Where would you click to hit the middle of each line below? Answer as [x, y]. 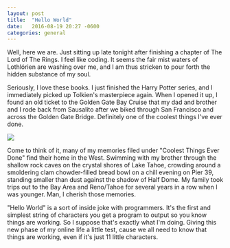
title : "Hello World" [39, 20]
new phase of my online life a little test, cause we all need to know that [107, 230]
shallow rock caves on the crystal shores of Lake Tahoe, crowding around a [114, 165]
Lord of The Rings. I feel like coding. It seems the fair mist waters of [103, 60]
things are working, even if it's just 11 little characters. [83, 237]
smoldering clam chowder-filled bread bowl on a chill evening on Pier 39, [111, 172]
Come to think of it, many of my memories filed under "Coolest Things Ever [113, 151]
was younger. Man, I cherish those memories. [71, 194]
